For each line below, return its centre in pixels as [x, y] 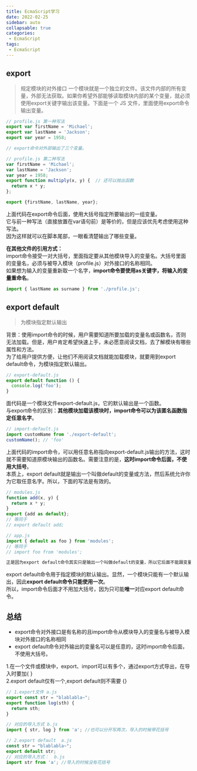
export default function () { [43, 381]
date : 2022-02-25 [27, 17]
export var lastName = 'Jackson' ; [48, 133]
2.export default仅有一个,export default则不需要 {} [67, 681]
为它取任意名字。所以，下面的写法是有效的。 [60, 481]
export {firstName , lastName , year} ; [52, 202]
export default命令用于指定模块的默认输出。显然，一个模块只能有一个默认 [95, 575]
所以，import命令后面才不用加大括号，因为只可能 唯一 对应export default [93, 589]
